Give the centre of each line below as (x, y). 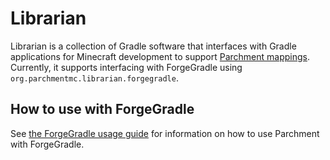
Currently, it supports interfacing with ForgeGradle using (126, 67)
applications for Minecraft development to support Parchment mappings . (160, 56)
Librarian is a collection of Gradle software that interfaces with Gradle (153, 46)
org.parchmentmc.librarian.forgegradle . (94, 78)
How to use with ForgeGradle (102, 109)
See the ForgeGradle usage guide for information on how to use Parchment (165, 133)
